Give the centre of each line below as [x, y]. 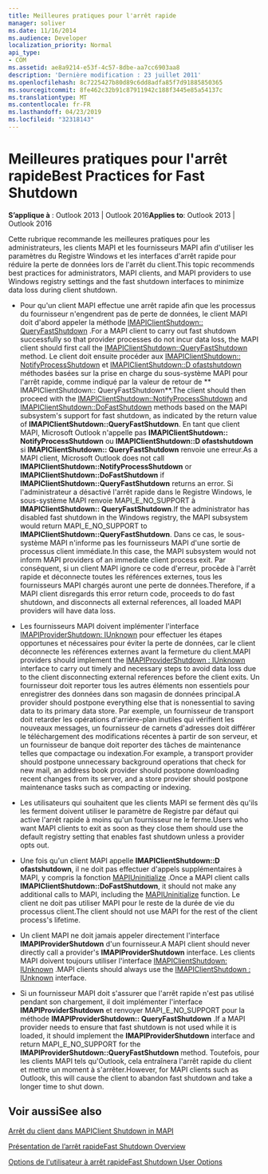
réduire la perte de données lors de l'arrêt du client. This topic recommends [132, 264]
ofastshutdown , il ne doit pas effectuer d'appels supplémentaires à [131, 869]
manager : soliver [37, 23]
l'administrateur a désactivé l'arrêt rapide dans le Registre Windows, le [136, 492]
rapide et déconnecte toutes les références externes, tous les [121, 576]
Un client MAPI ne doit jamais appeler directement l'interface [120, 935]
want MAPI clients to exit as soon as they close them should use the [131, 828]
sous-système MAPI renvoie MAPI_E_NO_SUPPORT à [108, 500]
